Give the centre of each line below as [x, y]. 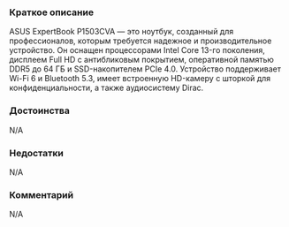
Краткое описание [52, 12]
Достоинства [40, 110]
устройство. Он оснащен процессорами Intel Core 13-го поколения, [137, 50]
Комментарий [41, 194]
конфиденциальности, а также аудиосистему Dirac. [106, 88]
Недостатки [36, 153]
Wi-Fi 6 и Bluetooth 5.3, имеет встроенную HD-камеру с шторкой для [140, 79]
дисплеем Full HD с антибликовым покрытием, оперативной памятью [141, 60]
